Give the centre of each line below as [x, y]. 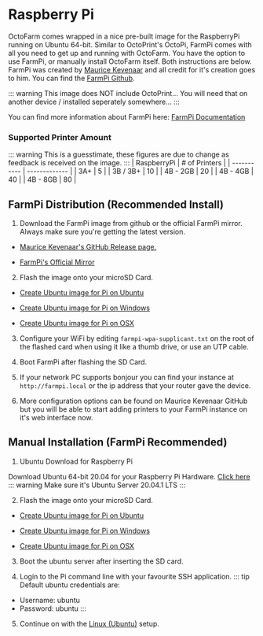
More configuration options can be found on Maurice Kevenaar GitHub [133, 401]
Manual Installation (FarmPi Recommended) [118, 442]
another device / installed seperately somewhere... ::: [94, 102]
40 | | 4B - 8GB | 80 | [42, 179]
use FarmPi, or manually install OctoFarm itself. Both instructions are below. [130, 61]
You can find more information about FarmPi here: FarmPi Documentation [127, 116]
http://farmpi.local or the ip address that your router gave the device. [135, 386]
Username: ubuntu [50, 600]
